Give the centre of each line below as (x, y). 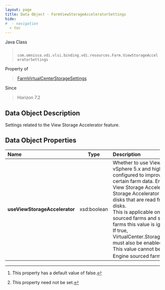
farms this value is (134, 224)
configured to (128, 175)
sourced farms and (135, 218)
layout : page (18, 10)
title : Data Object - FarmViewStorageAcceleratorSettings (66, 14)
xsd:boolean (94, 209)
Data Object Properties (41, 140)
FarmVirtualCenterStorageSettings (52, 78)
